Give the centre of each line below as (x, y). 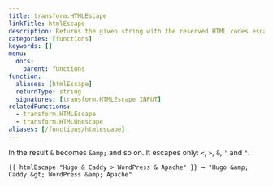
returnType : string (49, 91)
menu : (17, 54)
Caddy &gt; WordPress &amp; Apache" (70, 174)
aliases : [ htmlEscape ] (54, 84)
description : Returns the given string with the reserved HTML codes (129, 31)
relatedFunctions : (39, 107)
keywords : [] (30, 46)
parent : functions (54, 69)
